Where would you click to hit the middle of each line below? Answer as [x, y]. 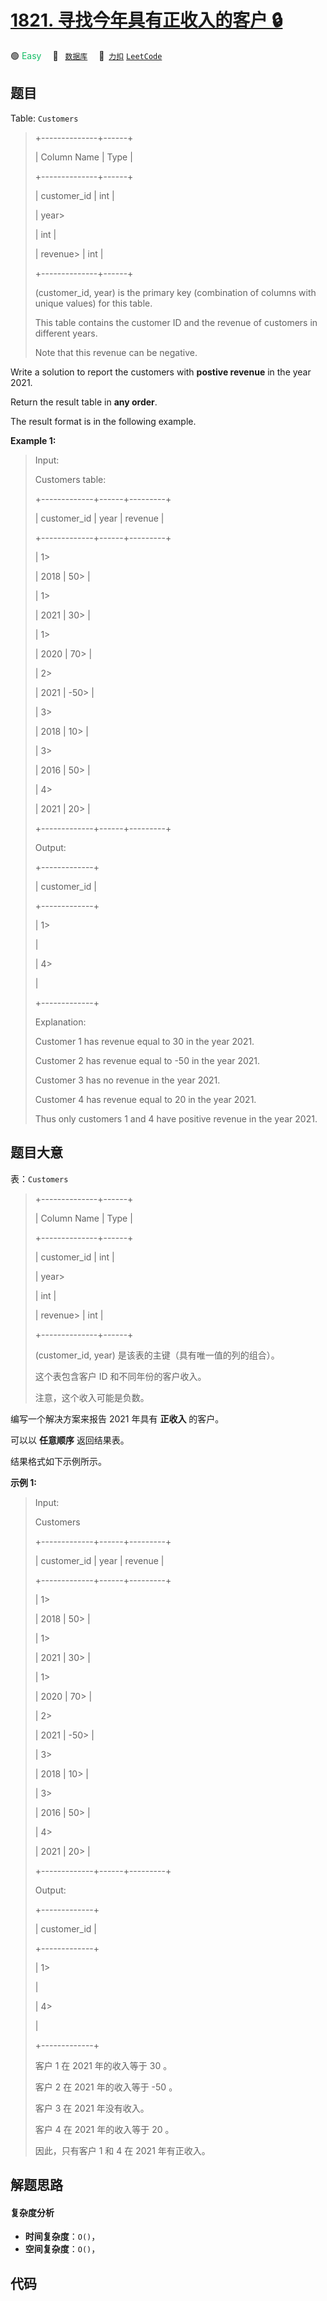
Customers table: [70, 479]
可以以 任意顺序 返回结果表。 [70, 1440]
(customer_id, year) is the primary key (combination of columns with [175, 292]
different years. [66, 333]
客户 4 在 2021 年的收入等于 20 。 [104, 2129]
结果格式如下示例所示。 [58, 1461]
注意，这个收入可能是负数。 [92, 1397]
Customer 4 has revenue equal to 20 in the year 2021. [145, 1099]
